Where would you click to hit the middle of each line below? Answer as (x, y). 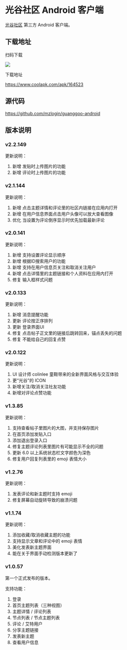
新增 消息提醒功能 (30, 315)
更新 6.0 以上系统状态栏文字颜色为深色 (51, 452)
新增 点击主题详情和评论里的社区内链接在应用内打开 (65, 208)
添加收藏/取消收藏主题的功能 (41, 535)
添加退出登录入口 (30, 440)
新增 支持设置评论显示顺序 (39, 255)
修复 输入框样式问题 (32, 279)
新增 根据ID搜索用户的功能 (39, 261)
